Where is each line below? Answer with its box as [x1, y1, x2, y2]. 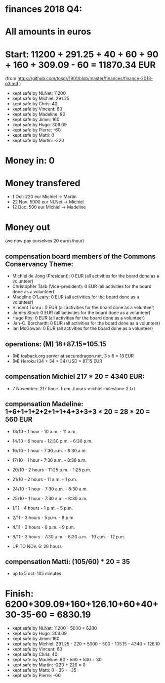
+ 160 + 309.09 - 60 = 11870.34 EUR [5, 59, 156, 70]
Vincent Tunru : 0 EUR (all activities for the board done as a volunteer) [12, 305, 155, 311]
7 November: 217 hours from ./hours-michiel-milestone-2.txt [12, 385, 135, 391]
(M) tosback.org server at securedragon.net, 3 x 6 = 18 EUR [12, 353, 134, 359]
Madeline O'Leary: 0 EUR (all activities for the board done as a [12, 294, 139, 300]
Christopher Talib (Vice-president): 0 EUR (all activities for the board [12, 283, 152, 289]
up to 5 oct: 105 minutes [12, 570, 62, 576]
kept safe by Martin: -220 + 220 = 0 [12, 662, 85, 668]
